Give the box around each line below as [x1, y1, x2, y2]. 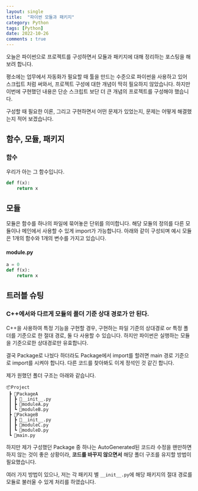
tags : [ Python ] [6, 25, 44, 31]
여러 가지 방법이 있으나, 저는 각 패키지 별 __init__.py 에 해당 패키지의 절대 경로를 [6, 471, 193, 478]
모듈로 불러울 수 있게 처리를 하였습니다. [6, 478, 96, 485]
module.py [6, 248, 34, 256]
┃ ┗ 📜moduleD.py [8, 427, 49, 433]
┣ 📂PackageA [8, 391, 38, 397]
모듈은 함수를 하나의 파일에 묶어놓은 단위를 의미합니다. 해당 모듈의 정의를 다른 [6, 220, 184, 227]
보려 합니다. [6, 60, 34, 67]
